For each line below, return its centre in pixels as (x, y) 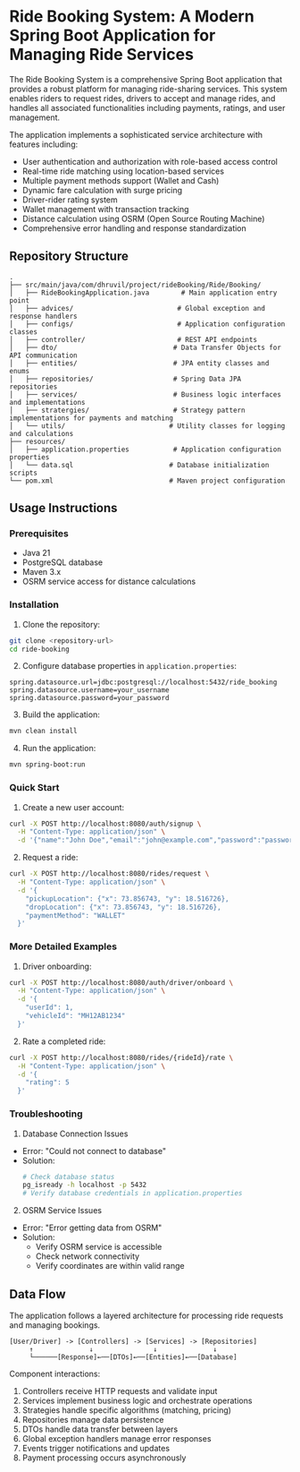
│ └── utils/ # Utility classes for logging (147, 426)
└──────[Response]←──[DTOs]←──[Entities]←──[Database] (133, 1357)
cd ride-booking (39, 649)
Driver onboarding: (57, 966)
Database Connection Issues (75, 1134)
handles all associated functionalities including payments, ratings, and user (147, 107)
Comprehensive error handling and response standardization (134, 228)
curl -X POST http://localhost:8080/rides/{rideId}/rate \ (121, 1057)
